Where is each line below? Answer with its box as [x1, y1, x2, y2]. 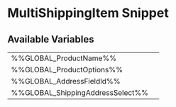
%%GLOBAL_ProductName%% [11, 53, 117, 63]
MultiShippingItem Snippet [7, 5, 169, 21]
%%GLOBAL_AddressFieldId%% [11, 77, 121, 86]
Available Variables [7, 33, 94, 45]
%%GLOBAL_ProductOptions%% [11, 65, 123, 74]
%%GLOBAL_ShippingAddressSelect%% [11, 88, 149, 97]
